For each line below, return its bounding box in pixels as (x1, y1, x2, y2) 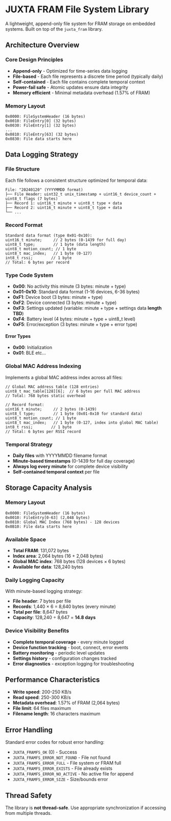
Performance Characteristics (5, 675, 100, 684)
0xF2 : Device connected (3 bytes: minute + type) (12, 299, 117, 306)
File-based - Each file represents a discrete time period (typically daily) (12, 73, 163, 79)
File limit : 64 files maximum (12, 705, 71, 711)
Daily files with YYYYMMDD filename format (12, 452, 107, 459)
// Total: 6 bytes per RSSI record (5, 429, 81, 434)
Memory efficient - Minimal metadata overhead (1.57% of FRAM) (12, 90, 151, 96)
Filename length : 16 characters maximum (12, 710, 101, 717)
